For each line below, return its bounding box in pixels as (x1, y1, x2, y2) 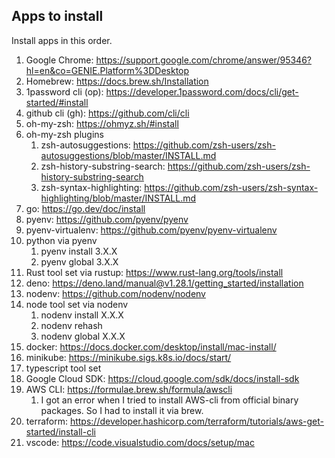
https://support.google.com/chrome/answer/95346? (95, 54, 312, 66)
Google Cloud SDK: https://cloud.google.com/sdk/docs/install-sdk (25, 372, 300, 384)
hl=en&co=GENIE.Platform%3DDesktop (25, 64, 190, 76)
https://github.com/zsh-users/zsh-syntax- (144, 181, 319, 193)
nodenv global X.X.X (40, 330, 126, 342)
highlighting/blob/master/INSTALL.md (40, 192, 197, 204)
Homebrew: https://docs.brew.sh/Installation (25, 75, 209, 87)
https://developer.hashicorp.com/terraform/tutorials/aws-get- (69, 415, 325, 427)
